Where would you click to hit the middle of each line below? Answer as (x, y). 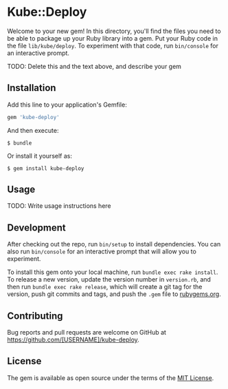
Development (37, 228)
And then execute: (33, 130)
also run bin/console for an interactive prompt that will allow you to (102, 251)
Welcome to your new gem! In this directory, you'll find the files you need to (114, 31)
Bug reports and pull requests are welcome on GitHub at (87, 333)
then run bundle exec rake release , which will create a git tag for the (105, 287)
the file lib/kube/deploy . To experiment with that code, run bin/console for (113, 45)
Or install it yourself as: (39, 156)
